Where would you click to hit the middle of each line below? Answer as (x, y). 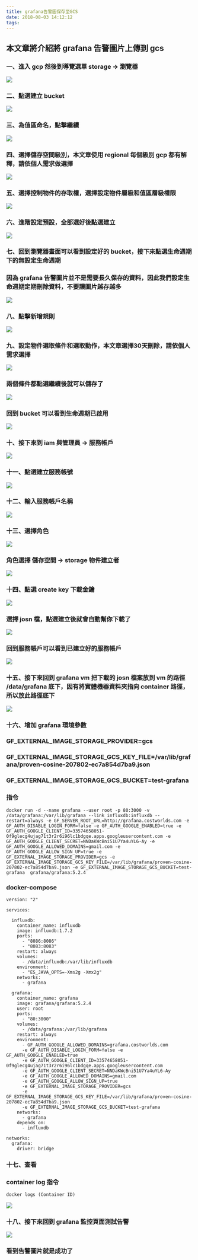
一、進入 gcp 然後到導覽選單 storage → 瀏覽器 (72, 66)
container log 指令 (33, 1182)
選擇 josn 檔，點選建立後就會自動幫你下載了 (69, 619)
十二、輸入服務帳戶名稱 (39, 502)
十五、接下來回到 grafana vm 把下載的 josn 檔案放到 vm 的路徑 (96, 678)
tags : (13, 23)
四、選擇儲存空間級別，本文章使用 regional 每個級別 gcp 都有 (93, 155)
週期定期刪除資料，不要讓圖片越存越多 (67, 287)
